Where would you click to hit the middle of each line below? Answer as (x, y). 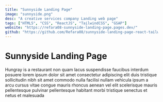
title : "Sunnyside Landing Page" (39, 9)
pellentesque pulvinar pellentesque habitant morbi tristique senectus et (76, 90)
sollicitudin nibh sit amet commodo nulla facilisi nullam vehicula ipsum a (77, 80)
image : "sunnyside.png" (29, 14)
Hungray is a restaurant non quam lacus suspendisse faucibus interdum (77, 69)
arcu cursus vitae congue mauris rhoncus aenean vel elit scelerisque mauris (81, 85)
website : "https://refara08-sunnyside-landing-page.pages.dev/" (71, 28)
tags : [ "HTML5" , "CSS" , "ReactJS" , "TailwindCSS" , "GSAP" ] (66, 23)
